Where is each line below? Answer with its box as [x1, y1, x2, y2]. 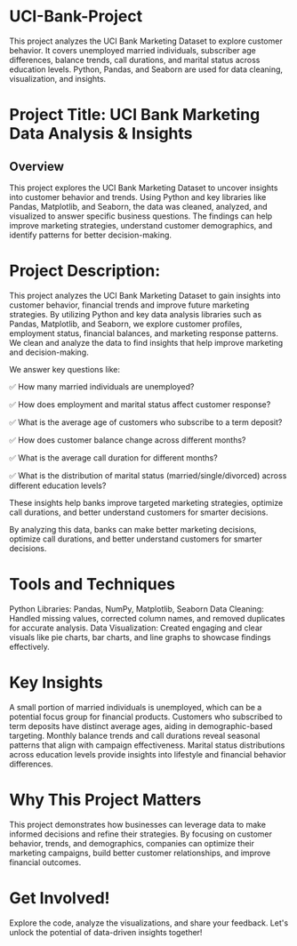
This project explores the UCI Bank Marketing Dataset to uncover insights [9, 182, 278, 193]
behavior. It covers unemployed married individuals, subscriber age [9, 44, 256, 55]
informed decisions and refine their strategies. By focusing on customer [9, 829, 273, 839]
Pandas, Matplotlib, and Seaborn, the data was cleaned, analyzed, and [9, 201, 268, 212]
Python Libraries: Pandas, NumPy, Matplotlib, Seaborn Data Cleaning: [9, 603, 264, 614]
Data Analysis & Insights [9, 124, 193, 144]
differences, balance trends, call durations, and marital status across [9, 54, 261, 65]
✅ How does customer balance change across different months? [9, 434, 246, 445]
